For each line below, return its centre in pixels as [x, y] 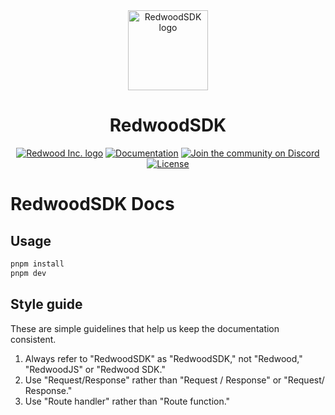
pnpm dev [28, 273]
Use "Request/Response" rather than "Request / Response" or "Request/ [174, 380]
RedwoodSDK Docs [92, 204]
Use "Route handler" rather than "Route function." [127, 401]
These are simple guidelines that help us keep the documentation [145, 328]
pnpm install [37, 264]
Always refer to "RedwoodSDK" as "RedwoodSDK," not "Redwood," [163, 358]
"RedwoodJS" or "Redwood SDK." [95, 369]
